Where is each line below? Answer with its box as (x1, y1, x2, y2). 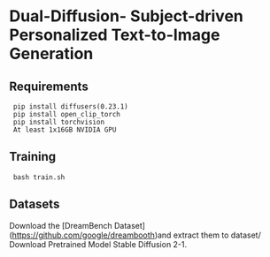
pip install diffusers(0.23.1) (12, 102, 128, 111)
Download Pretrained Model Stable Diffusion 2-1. (9, 238, 188, 249)
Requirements (9, 79, 89, 94)
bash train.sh (12, 172, 66, 182)
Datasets (9, 197, 60, 212)
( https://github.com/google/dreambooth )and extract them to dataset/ (9, 230, 261, 240)
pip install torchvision (12, 117, 104, 126)
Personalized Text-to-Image (9, 25, 220, 45)
